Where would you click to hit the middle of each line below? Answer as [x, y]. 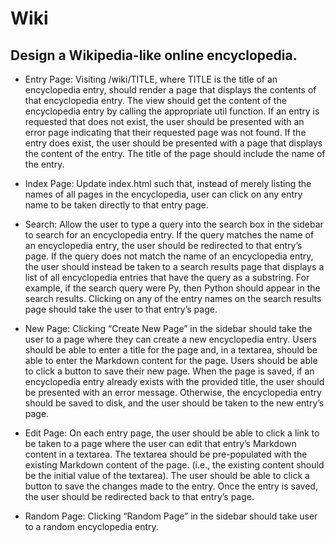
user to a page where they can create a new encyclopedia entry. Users [170, 339]
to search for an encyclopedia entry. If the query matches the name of [169, 235]
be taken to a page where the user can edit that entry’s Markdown [160, 443]
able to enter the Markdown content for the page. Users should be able [171, 360]
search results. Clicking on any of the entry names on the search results [173, 298]
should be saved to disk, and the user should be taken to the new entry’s [174, 403]
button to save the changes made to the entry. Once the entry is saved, [171, 486]
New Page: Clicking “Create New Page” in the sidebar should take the [168, 328]
